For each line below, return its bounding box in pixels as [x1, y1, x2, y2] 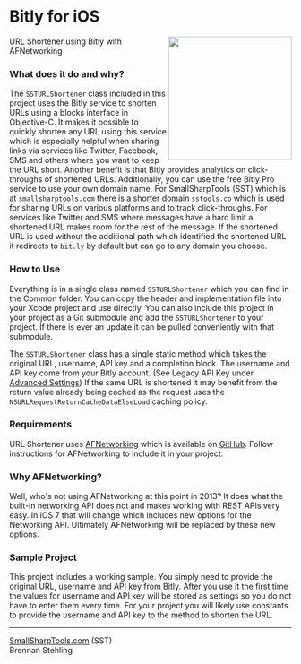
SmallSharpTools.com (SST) [9, 635, 113, 646]
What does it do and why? [9, 67, 125, 80]
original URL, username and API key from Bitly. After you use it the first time [9, 581, 288, 592]
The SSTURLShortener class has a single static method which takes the [9, 348, 267, 359]
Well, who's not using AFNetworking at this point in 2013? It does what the [9, 491, 284, 502]
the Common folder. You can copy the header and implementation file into [9, 293, 282, 304]
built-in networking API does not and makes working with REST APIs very [9, 500, 280, 512]
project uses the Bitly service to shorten [9, 98, 157, 108]
